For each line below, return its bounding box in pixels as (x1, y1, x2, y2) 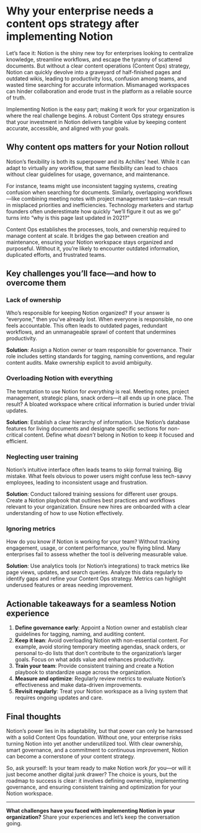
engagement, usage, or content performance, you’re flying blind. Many (6, 544, 181, 552)
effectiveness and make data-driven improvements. (14, 681, 142, 689)
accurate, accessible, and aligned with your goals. (6, 125, 130, 132)
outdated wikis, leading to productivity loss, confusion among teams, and (6, 75, 187, 82)
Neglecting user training (6, 452, 79, 461)
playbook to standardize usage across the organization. (14, 669, 153, 676)
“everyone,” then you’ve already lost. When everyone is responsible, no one (6, 316, 193, 323)
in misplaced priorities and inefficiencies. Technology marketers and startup (6, 201, 194, 208)
